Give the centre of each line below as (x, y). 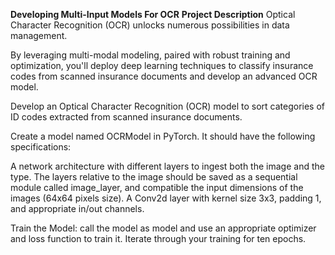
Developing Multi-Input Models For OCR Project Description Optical (153, 14)
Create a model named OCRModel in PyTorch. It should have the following (163, 136)
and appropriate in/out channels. (77, 208)
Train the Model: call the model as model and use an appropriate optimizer (163, 228)
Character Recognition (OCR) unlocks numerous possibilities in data (150, 25)
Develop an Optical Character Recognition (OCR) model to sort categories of (168, 106)
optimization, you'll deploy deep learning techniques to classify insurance (162, 65)
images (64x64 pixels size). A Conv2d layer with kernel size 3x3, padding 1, (166, 198)
